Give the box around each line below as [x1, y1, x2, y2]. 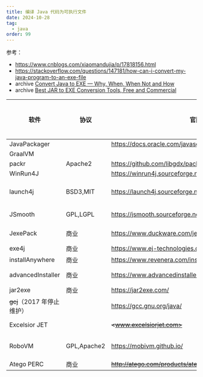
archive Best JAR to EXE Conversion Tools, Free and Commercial [14, 87, 177, 94]
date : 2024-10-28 [6, 15, 50, 21]
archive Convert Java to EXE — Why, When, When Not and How [14, 80, 175, 88]
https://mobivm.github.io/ [111, 342, 183, 350]
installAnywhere [9, 255, 56, 264]
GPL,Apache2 [66, 342, 106, 350]
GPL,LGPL [66, 210, 95, 218]
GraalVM [9, 149, 34, 158]
